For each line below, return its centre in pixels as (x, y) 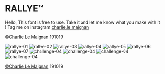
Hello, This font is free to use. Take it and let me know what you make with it (82, 22)
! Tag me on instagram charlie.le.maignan (47, 27)
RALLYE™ (24, 9)
